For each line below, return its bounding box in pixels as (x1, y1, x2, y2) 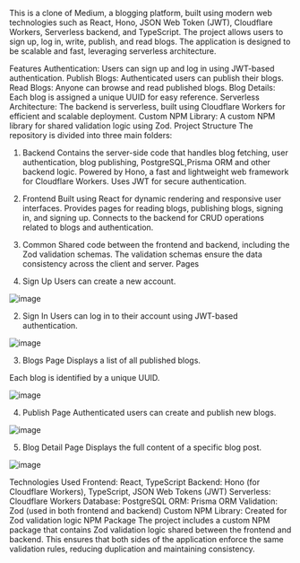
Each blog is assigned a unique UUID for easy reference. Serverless (9, 92, 260, 102)
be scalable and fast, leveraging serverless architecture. (9, 46, 217, 57)
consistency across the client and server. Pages (21, 259, 200, 268)
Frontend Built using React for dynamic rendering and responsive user (21, 193, 282, 204)
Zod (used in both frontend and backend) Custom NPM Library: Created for (9, 506, 287, 515)
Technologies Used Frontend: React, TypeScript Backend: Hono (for (9, 477, 261, 488)
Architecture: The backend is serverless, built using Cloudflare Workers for (9, 101, 286, 111)
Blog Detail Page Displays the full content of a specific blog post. (21, 442, 262, 453)
